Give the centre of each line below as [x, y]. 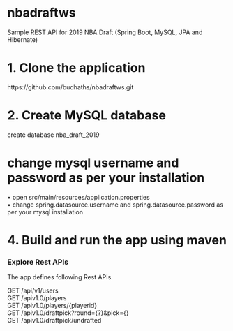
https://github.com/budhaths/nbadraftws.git [70, 87]
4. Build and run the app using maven [117, 240]
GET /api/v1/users [33, 290]
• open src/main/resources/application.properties [78, 197]
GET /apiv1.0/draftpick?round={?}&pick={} [68, 313]
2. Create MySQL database [87, 116]
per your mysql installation [45, 212]
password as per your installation [106, 178]
